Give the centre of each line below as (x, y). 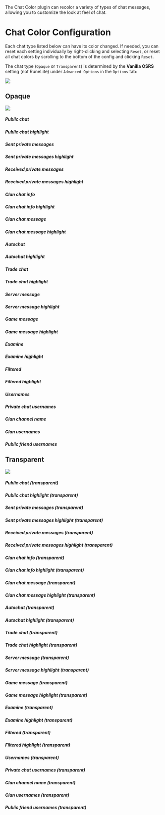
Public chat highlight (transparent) (42, 495)
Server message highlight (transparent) (47, 670)
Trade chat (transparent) (31, 633)
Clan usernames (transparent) (37, 795)
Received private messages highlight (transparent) (59, 545)
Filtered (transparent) (28, 733)
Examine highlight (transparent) (39, 720)
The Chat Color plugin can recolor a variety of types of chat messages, (78, 7)
